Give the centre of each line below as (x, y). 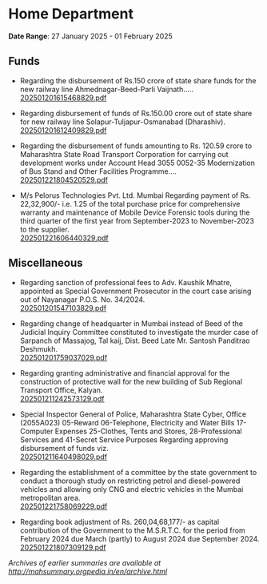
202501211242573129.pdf (62, 398)
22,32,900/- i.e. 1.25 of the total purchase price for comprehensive (130, 203)
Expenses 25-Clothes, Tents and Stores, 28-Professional (148, 431)
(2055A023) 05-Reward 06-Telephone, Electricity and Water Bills (127, 422)
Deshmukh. (39, 348)
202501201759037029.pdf (64, 357)
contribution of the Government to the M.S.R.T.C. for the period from (132, 530)
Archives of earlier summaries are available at (85, 562)
